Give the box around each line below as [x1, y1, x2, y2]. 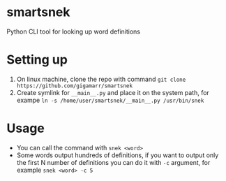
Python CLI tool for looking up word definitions [6, 27, 141, 36]
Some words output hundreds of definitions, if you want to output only [16, 151, 219, 159]
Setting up [6, 52, 68, 68]
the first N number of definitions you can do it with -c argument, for [16, 158, 211, 166]
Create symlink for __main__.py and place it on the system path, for [16, 88, 210, 96]
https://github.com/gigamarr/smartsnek [16, 82, 133, 89]
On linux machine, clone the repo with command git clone [16, 75, 186, 83]
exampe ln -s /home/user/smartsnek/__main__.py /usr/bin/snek [16, 96, 204, 104]
